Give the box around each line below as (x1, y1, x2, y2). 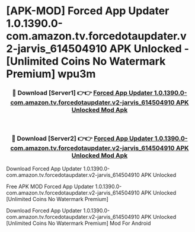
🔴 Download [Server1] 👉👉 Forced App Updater (12, 89, 153, 97)
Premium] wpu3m (6, 67, 96, 81)
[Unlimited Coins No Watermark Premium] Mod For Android (6, 220, 151, 227)
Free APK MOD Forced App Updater (6, 183, 94, 190)
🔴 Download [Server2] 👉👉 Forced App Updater (11, 135, 154, 143)
